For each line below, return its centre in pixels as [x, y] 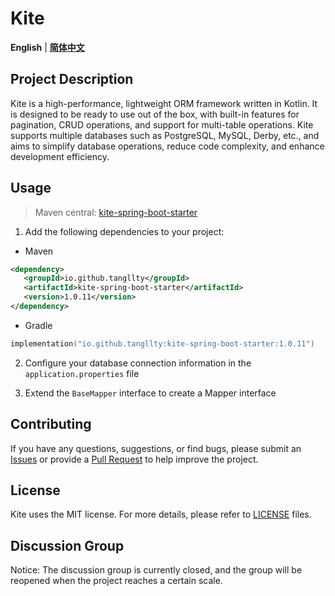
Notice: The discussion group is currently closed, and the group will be [156, 570]
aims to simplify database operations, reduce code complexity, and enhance [167, 146]
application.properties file [82, 373]
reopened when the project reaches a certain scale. [116, 581]
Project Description [72, 79]
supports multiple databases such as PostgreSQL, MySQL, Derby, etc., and [165, 135]
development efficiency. [60, 156]
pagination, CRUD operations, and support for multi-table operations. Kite [162, 124]
